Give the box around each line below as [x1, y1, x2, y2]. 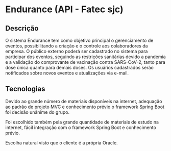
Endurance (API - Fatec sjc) [5, 4, 124, 15]
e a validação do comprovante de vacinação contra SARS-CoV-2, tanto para [5, 59, 166, 65]
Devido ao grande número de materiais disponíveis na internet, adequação [5, 98, 162, 104]
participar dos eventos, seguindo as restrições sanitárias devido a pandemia [5, 54, 166, 60]
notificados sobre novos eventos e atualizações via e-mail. [5, 70, 129, 76]
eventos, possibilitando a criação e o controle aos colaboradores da [5, 43, 148, 49]
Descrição [5, 24, 39, 33]
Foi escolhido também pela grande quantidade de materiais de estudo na [5, 119, 159, 125]
